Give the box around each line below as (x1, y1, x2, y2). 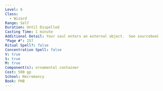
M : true (5, 61, 21, 65)
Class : (5, 12, 18, 16)
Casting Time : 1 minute (5, 29, 53, 34)
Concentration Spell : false (5, 47, 62, 52)
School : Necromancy (5, 74, 45, 79)
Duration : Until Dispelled (5, 25, 60, 30)
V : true (5, 52, 21, 57)
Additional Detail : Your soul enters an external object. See (5, 34, 136, 39)
